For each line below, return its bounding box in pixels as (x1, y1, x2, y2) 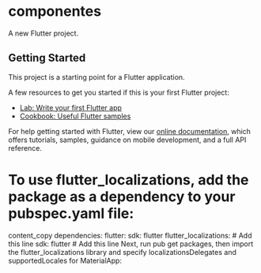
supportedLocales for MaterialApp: (8, 256, 123, 265)
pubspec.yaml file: (8, 204, 134, 223)
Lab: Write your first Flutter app (19, 103, 123, 112)
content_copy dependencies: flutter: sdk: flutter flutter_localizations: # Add (8, 230, 252, 240)
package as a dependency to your (8, 188, 236, 205)
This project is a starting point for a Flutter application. (8, 72, 185, 81)
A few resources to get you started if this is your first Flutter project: (8, 88, 229, 97)
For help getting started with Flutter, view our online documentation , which (8, 126, 252, 136)
